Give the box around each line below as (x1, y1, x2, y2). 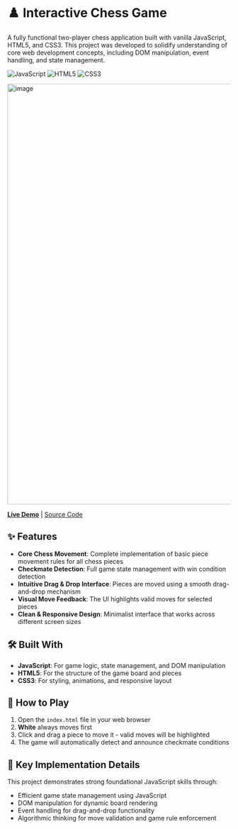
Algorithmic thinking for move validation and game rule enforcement (17, 814, 217, 823)
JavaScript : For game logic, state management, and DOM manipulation (17, 661, 226, 669)
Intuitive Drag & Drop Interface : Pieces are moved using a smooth (17, 579, 212, 588)
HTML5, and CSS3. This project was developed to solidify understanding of (7, 40, 228, 49)
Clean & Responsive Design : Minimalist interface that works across (17, 610, 215, 618)
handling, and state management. (7, 55, 105, 64)
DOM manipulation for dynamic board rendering (17, 799, 158, 808)
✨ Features (7, 530, 57, 543)
